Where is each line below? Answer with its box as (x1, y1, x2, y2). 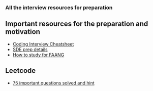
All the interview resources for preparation (5, 4, 113, 11)
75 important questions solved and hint (12, 80, 95, 86)
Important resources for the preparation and (5, 20, 148, 28)
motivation (5, 27, 41, 36)
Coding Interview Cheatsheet (12, 41, 74, 47)
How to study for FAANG (12, 52, 65, 58)
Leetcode (5, 66, 36, 75)
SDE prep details (12, 46, 48, 52)
